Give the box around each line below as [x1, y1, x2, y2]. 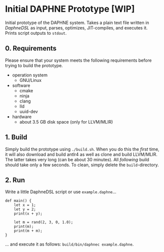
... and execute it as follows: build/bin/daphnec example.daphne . [5, 241, 134, 247]
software [12, 82, 30, 88]
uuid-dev [19, 108, 38, 114]
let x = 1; [14, 202, 36, 208]
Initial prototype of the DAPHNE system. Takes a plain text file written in [5, 20, 149, 25]
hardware [12, 114, 32, 120]
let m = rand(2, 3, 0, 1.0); [14, 220, 73, 225]
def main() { [5, 199, 32, 203]
